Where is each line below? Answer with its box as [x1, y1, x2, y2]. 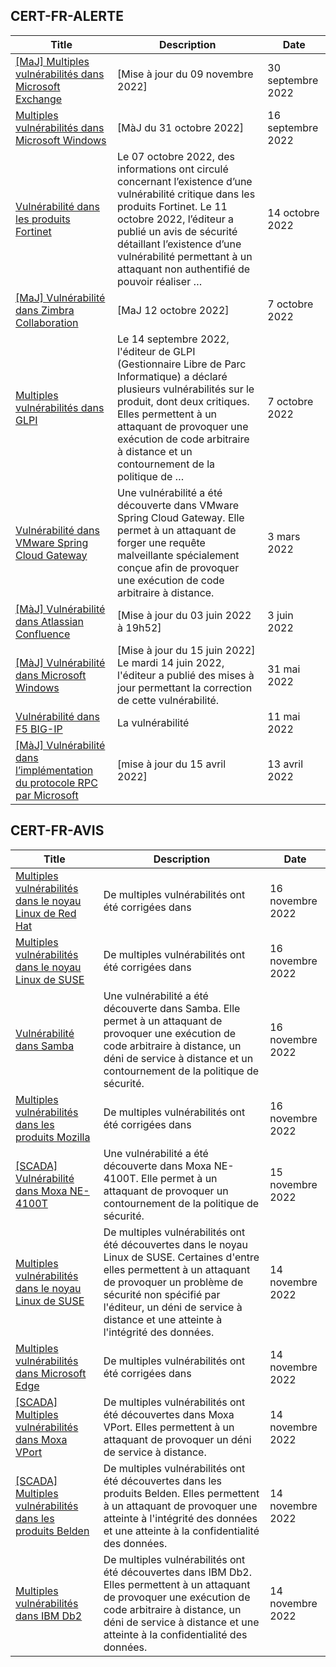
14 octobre [267, 205, 320, 219]
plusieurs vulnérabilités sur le [117, 382, 255, 396]
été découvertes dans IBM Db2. [103, 1565, 252, 1579]
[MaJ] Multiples [15, 54, 90, 68]
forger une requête [117, 535, 206, 549]
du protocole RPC [15, 775, 98, 789]
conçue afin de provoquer [117, 560, 240, 574]
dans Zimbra [15, 303, 75, 317]
